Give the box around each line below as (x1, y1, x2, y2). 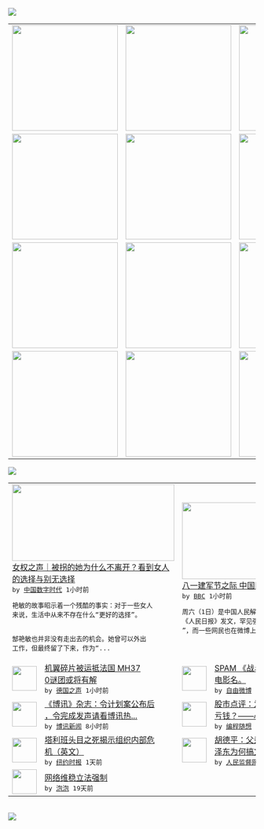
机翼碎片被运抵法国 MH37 (44, 663, 141, 673)
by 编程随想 (214, 722, 252, 731)
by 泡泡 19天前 (44, 783, 93, 792)
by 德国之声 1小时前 (44, 687, 109, 695)
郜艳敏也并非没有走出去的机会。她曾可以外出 (12, 635, 147, 643)
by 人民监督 (214, 758, 252, 766)
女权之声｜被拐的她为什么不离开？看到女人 (12, 562, 170, 573)
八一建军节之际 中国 (181, 580, 255, 591)
